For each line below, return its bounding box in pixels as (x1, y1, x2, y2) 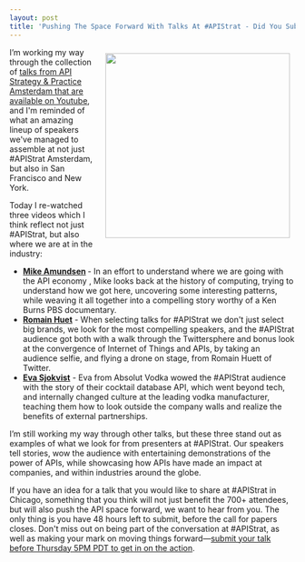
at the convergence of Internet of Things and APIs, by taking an (22, 343, 261, 354)
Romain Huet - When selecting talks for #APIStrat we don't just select (22, 314, 284, 325)
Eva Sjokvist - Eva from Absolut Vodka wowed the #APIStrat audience (22, 372, 286, 383)
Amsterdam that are (9, 85, 84, 96)
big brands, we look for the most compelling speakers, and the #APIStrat (22, 324, 295, 335)
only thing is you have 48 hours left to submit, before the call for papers (9, 513, 278, 524)
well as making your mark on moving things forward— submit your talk (9, 533, 271, 544)
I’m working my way (9, 46, 84, 57)
